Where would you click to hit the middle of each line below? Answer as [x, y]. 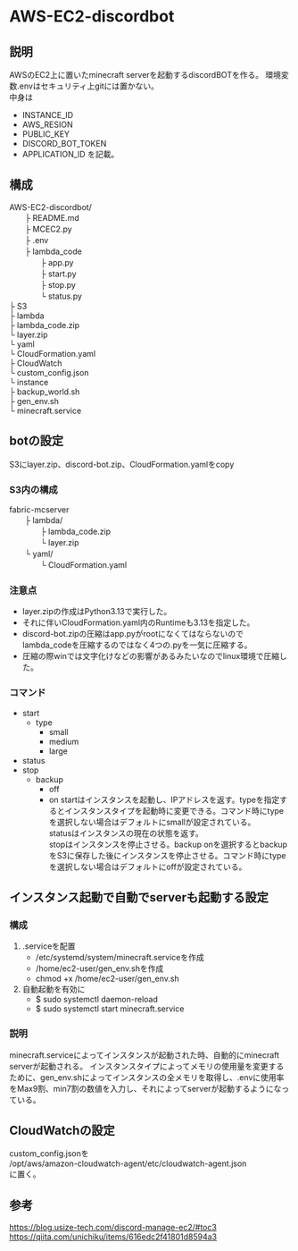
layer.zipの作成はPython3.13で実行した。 [97, 612]
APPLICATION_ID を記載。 [70, 154]
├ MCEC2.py [49, 229]
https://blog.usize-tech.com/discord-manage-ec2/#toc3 [113, 1228]
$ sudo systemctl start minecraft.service [110, 1009]
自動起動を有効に [54, 989]
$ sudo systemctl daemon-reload [97, 1000]
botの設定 [37, 441]
